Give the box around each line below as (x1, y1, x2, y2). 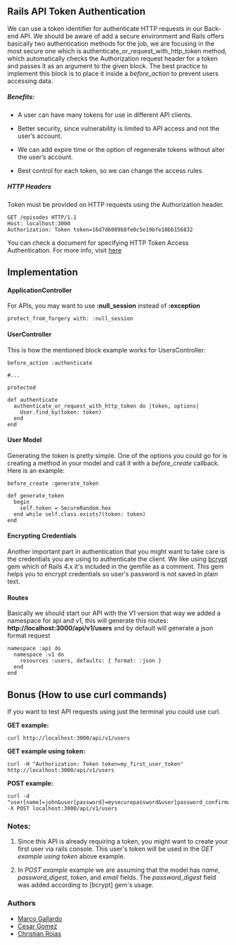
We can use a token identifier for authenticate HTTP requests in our (7, 24, 203, 32)
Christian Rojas (17, 929, 62, 938)
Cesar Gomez (17, 922, 58, 930)
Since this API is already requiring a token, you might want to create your (17, 837, 228, 846)
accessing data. (7, 77, 53, 85)
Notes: (7, 821, 31, 831)
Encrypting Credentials (7, 531, 77, 540)
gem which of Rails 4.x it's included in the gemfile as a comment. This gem (7, 562, 224, 571)
